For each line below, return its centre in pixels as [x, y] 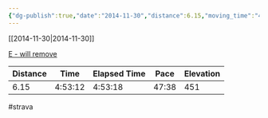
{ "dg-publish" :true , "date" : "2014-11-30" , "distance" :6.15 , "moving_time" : [132, 16]
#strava [21, 106]
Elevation [202, 73]
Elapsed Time [119, 73]
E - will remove [33, 53]
